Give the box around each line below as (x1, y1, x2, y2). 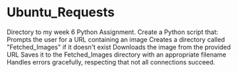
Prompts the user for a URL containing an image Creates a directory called (6, 35, 225, 43)
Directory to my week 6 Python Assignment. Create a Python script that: (6, 28, 219, 36)
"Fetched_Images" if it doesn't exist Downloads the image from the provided (6, 43, 231, 51)
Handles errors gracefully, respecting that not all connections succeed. (6, 57, 215, 66)
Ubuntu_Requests (6, 4, 115, 21)
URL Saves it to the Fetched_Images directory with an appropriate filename (6, 50, 227, 59)
